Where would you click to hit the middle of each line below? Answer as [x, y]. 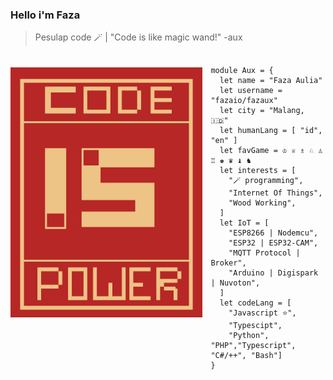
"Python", [249, 336]
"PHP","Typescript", [253, 346]
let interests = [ [258, 171]
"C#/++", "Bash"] [246, 356]
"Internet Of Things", [275, 193]
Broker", [228, 263]
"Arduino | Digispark [273, 273]
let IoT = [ [244, 223]
